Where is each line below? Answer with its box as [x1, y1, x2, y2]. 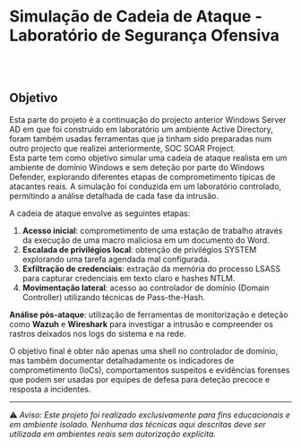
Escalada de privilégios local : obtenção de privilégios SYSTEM [21, 244, 257, 254]
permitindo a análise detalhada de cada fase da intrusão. [9, 190, 219, 201]
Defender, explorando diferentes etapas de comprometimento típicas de [9, 171, 276, 182]
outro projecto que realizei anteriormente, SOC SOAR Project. [9, 142, 236, 153]
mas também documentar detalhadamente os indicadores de [9, 355, 235, 366]
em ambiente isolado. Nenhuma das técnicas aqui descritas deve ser [9, 418, 266, 429]
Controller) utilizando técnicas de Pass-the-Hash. [21, 291, 206, 302]
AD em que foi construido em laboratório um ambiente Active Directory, [9, 124, 273, 134]
